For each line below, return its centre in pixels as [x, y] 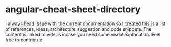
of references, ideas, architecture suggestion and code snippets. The [79, 29]
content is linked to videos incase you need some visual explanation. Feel [83, 34]
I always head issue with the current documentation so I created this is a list [85, 24]
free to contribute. [24, 40]
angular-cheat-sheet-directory [73, 9]
